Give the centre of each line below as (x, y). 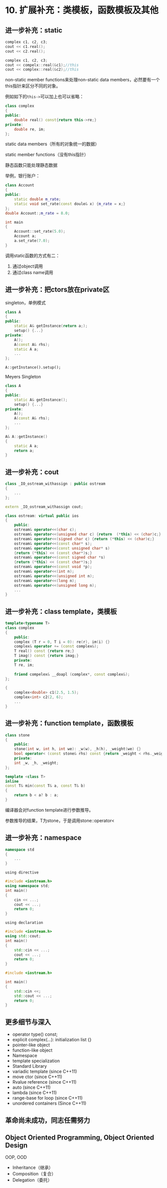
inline (12, 781)
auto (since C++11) (32, 1087)
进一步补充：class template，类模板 (61, 611)
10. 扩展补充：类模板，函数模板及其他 (82, 10)
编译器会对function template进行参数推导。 (49, 810)
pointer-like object (31, 1045)
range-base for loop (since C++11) (47, 1098)
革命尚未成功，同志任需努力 (48, 1120)
